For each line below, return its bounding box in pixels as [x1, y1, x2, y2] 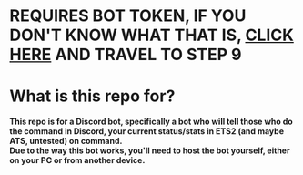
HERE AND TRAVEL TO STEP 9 [9, 45, 242, 65]
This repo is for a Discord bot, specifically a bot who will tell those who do [9, 116, 293, 128]
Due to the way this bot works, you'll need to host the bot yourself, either [9, 145, 290, 156]
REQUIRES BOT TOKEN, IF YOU [9, 5, 247, 26]
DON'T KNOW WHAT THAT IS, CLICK [9, 25, 294, 46]
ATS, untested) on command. [9, 136, 123, 147]
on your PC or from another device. [9, 155, 146, 166]
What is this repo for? [9, 86, 176, 107]
